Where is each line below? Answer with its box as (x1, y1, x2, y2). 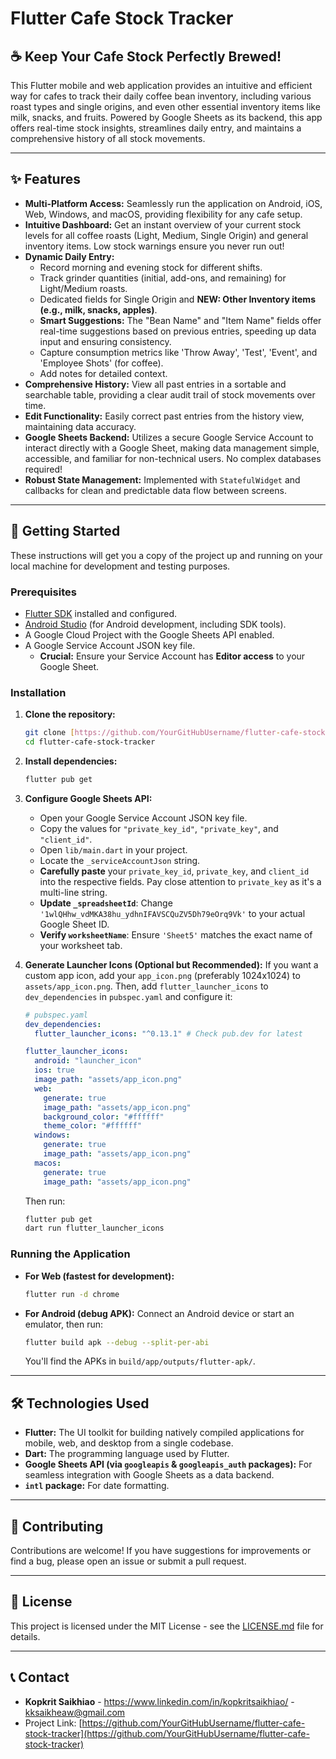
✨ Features (10, 171, 81, 188)
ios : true (34, 1065, 75, 1076)
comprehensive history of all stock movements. (10, 133, 206, 144)
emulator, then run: (24, 1318, 104, 1330)
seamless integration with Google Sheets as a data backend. (24, 1469, 275, 1481)
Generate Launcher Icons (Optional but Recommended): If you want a (24, 958, 319, 971)
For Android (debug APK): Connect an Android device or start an (24, 1307, 295, 1319)
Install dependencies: (24, 755, 118, 767)
